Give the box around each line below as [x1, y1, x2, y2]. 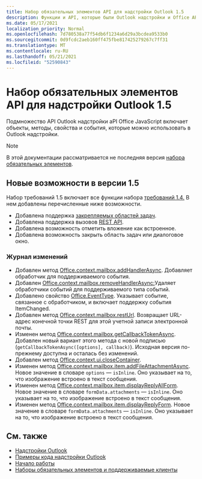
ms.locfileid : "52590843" [6, 59, 71, 65]
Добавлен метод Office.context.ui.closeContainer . [14, 356, 141, 363]
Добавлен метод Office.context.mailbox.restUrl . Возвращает [14, 311, 168, 318]
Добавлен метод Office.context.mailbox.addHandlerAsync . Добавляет [14, 266, 193, 274]
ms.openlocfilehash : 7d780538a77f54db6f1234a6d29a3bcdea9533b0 [6, 31, 168, 37]
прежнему [14, 349, 42, 357]
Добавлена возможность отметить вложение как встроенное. [14, 225, 176, 232]
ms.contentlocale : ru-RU [6, 48, 69, 54]
